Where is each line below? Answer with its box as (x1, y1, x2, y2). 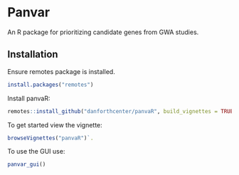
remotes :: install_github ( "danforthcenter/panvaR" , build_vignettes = (7, 107, 218, 115)
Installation (7, 48, 58, 60)
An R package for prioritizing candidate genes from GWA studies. (7, 28, 199, 36)
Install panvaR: (7, 94, 51, 102)
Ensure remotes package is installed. (7, 67, 115, 75)
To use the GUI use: (7, 147, 65, 156)
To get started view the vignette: (7, 120, 103, 129)
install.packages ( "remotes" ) (7, 81, 94, 88)
